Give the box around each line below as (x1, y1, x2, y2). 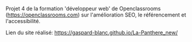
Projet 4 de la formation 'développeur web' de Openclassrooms (5, 5, 161, 12)
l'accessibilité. (5, 18, 41, 24)
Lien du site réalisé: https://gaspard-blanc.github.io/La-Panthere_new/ (5, 29, 178, 36)
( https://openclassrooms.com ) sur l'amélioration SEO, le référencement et (5, 11, 187, 18)
